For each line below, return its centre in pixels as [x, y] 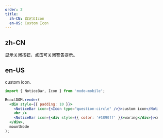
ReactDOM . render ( [23, 100]
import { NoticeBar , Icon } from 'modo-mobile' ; [55, 91]
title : [12, 14]
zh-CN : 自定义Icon [27, 18]
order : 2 [14, 9]
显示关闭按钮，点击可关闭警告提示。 [41, 55]
